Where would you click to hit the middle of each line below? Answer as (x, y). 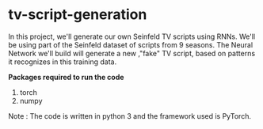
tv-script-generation (78, 15)
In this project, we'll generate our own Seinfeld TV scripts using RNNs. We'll (132, 36)
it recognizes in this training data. (63, 62)
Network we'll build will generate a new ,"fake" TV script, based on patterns (132, 53)
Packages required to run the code (66, 77)
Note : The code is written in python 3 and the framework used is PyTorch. (130, 116)
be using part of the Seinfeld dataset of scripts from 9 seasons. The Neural (131, 44)
